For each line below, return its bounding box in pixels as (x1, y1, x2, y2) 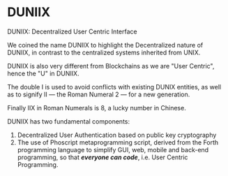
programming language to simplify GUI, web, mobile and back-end (17, 145, 209, 154)
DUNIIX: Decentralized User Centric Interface (7, 27, 137, 36)
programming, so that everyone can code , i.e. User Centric (17, 153, 188, 161)
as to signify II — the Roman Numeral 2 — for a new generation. (7, 90, 190, 98)
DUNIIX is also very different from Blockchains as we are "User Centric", (7, 61, 215, 70)
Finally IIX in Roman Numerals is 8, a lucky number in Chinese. (7, 103, 186, 112)
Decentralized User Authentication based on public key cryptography (17, 131, 217, 139)
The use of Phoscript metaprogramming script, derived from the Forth (17, 138, 219, 147)
